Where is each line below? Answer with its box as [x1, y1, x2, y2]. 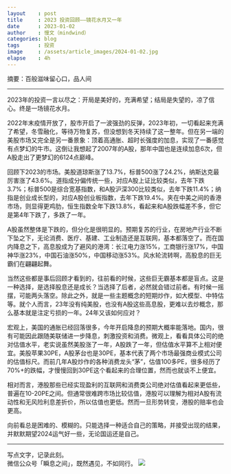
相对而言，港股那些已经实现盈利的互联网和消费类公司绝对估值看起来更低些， [7, 381, 224, 389]
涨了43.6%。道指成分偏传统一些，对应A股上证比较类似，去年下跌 [19, 176, 205, 184]
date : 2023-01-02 [7, 23, 76, 30]
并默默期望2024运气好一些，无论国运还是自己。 [7, 429, 143, 438]
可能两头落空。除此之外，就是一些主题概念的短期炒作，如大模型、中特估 [19, 291, 224, 300]
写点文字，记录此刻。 [7, 451, 67, 459]
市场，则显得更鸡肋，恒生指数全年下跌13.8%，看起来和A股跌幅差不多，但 [7, 202, 215, 210]
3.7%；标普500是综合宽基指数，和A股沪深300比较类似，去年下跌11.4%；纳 [7, 185, 221, 193]
